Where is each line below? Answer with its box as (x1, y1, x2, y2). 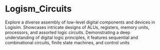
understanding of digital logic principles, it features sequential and (5, 35, 138, 40)
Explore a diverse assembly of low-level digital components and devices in (5, 19, 155, 25)
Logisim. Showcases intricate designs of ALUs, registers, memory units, (5, 24, 150, 30)
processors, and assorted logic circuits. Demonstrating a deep (5, 29, 131, 35)
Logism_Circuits (5, 3, 72, 14)
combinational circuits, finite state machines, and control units (5, 39, 130, 45)
